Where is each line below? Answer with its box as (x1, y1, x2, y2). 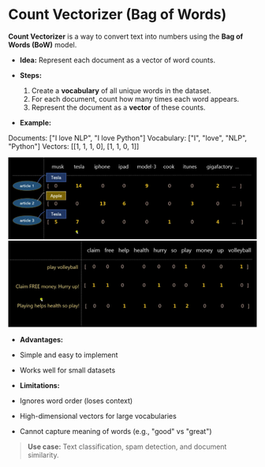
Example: (19, 118, 51, 127)
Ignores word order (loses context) (19, 396, 133, 405)
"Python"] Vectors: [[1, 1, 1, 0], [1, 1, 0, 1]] (8, 141, 140, 151)
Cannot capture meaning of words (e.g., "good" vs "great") (19, 426, 212, 435)
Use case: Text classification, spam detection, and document (27, 442, 227, 451)
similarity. (27, 450, 59, 459)
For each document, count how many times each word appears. (31, 94, 240, 103)
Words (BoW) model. (8, 39, 77, 49)
